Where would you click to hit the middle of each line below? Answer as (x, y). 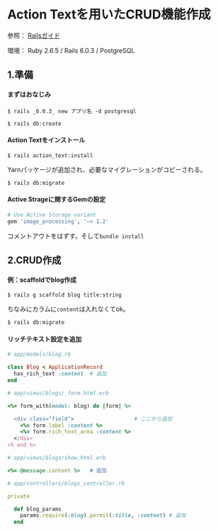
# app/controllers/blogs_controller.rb (66, 483)
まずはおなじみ (29, 94)
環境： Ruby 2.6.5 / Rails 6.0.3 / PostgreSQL (71, 50)
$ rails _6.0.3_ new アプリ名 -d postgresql (72, 111)
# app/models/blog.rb (39, 355)
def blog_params (38, 509)
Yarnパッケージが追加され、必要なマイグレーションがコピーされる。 (107, 169)
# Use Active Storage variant (52, 215)
